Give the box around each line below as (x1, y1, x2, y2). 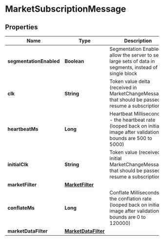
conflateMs (7, 204, 35, 211)
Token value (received (109, 149, 161, 155)
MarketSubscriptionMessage (5, 3, 126, 15)
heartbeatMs (7, 126, 39, 132)
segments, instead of (109, 64, 158, 70)
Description (124, 38, 152, 44)
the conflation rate (109, 196, 152, 202)
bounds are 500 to (109, 135, 152, 141)
